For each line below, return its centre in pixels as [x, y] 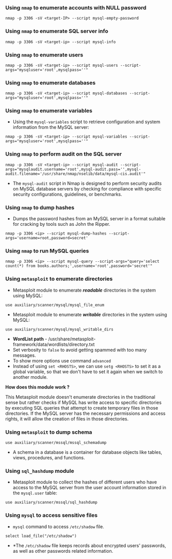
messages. [24, 355]
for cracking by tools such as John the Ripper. [61, 224]
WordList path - [30, 339]
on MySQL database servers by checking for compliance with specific [87, 188]
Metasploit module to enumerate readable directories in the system [84, 290]
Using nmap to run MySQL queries [47, 251]
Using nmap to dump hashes [40, 207]
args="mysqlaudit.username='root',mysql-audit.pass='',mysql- [73, 169]
